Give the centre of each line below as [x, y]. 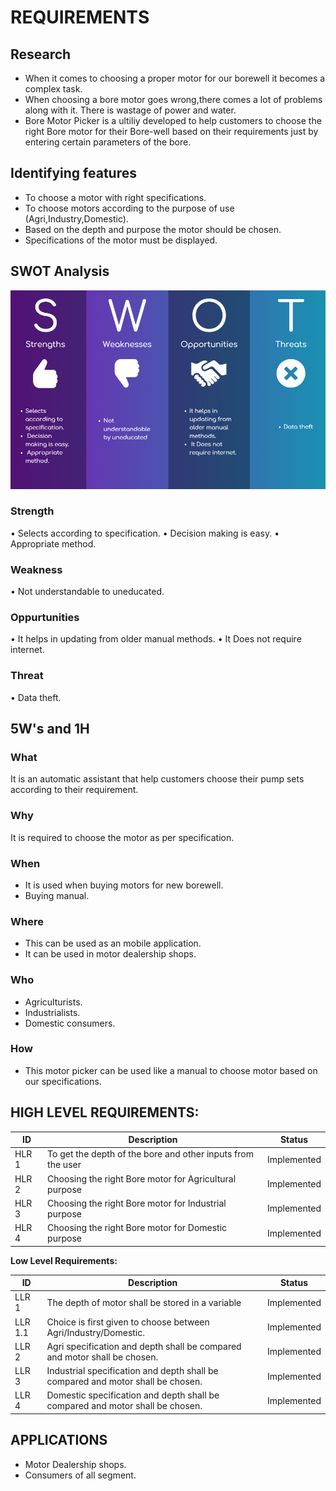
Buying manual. [57, 895]
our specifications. [63, 1081]
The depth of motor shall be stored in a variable [144, 1302]
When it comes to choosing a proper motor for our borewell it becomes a [175, 78]
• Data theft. [36, 697]
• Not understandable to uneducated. [87, 592]
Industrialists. [52, 1012]
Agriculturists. [53, 1002]
